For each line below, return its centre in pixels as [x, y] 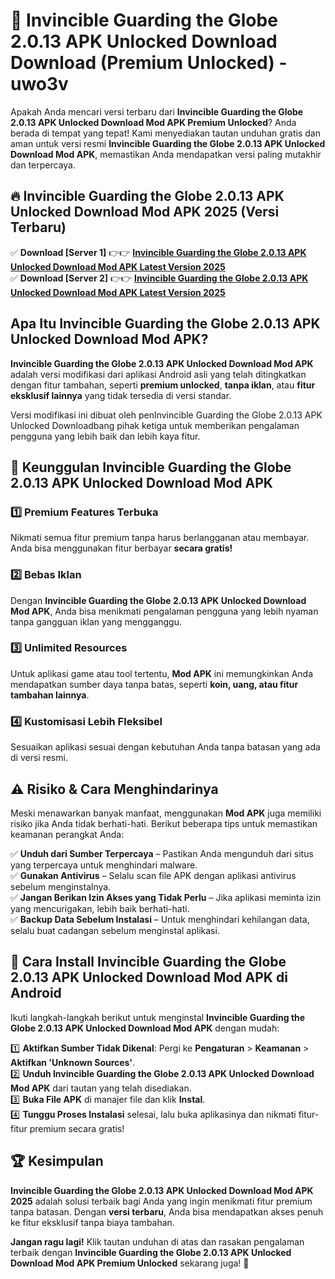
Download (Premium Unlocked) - [149, 63]
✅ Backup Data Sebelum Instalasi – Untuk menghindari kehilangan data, [160, 919]
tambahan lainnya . [50, 695]
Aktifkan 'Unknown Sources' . [73, 1062]
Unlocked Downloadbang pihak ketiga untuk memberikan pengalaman [155, 425]
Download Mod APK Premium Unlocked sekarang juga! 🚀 [130, 1263]
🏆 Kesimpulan [57, 1161]
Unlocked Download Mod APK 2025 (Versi [145, 212]
